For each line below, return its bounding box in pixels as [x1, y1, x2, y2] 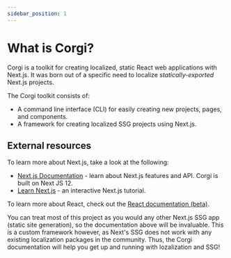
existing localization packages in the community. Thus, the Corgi [7, 236, 193, 244]
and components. [17, 112, 68, 120]
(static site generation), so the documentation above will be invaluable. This [7, 220, 224, 229]
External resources [7, 140, 92, 152]
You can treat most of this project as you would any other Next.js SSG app [7, 213, 220, 222]
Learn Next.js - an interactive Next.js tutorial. [17, 186, 146, 195]
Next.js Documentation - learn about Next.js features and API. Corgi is [17, 172, 218, 180]
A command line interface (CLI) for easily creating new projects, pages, [17, 105, 223, 113]
